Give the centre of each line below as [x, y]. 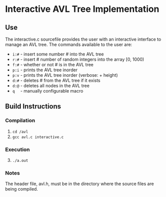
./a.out [20, 160]
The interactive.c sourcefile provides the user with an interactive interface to [83, 39]
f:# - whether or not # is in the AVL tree [53, 65]
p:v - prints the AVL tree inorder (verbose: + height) [65, 75]
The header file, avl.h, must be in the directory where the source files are [80, 184]
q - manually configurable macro [48, 91]
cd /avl [20, 132]
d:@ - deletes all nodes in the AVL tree [51, 86]
